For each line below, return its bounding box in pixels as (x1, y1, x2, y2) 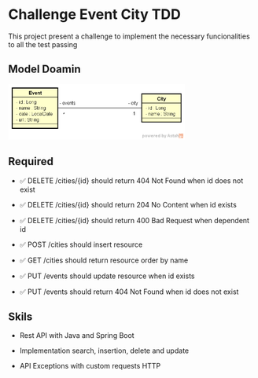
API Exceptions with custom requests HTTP (19, 361, 161, 371)
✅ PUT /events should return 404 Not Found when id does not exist (19, 287, 239, 296)
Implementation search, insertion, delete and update (19, 346, 190, 355)
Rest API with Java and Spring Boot (19, 331, 135, 340)
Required (8, 155, 53, 168)
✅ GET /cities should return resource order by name (19, 255, 189, 265)
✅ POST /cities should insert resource (19, 240, 143, 249)
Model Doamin (8, 63, 81, 76)
